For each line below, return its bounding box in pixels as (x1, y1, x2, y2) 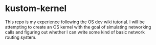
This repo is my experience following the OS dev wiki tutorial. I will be (5, 19, 145, 25)
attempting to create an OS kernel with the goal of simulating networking (5, 24, 152, 30)
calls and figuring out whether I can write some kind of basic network (5, 29, 145, 35)
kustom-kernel (5, 3, 67, 14)
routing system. (5, 34, 37, 40)
